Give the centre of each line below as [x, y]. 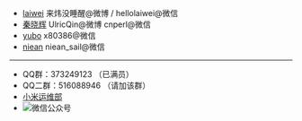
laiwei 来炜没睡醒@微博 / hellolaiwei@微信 [100, 13]
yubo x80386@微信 [59, 35]
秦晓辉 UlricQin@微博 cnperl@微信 [86, 24]
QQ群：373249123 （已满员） [78, 74]
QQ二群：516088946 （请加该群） [86, 85]
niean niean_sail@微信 [63, 47]
